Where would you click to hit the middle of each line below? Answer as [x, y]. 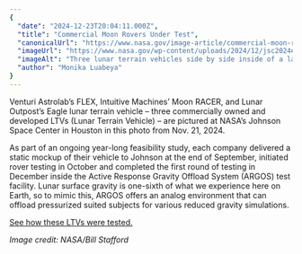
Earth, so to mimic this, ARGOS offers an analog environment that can [138, 195]
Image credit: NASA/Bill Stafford [69, 240]
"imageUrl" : [40, 51]
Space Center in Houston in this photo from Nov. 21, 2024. [117, 130]
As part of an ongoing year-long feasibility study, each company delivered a [150, 147]
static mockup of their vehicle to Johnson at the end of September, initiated [149, 157]
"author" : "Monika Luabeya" [70, 68]
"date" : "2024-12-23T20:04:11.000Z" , [88, 26]
